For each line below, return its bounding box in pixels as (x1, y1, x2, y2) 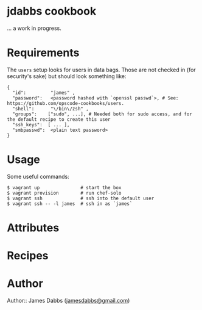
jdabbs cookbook (7, 4, 97, 18)
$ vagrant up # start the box (7, 184, 122, 190)
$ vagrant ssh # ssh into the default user (7, 195, 155, 201)
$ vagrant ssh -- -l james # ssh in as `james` (7, 200, 133, 207)
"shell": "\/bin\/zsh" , (12, 106, 89, 112)
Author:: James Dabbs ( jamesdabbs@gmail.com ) (7, 297, 130, 305)
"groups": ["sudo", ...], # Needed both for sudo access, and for (12, 111, 192, 117)
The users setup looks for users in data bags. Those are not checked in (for (7, 66, 197, 73)
